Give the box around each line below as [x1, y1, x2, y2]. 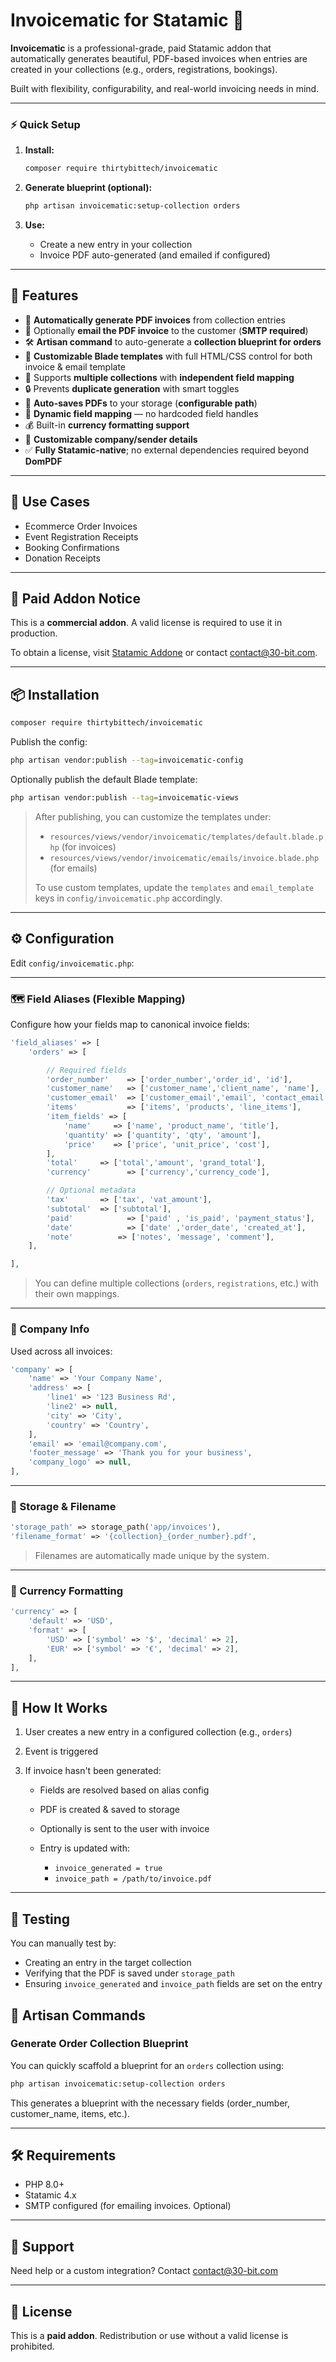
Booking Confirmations [24, 541, 120, 553]
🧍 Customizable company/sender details [24, 433, 198, 445]
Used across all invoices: [10, 1345, 113, 1357]
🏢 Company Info [10, 1322, 90, 1336]
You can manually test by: [10, 1937, 117, 1949]
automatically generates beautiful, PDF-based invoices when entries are [10, 52, 308, 64]
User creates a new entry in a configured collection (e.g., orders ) [24, 1726, 293, 1738]
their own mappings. [34, 1288, 120, 1300]
